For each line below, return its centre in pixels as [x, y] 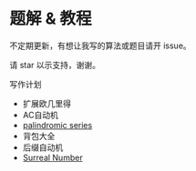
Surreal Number [53, 157]
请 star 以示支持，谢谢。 [55, 65]
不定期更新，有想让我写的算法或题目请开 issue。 [100, 45]
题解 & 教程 [51, 19]
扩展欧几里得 [46, 103]
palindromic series [57, 125]
